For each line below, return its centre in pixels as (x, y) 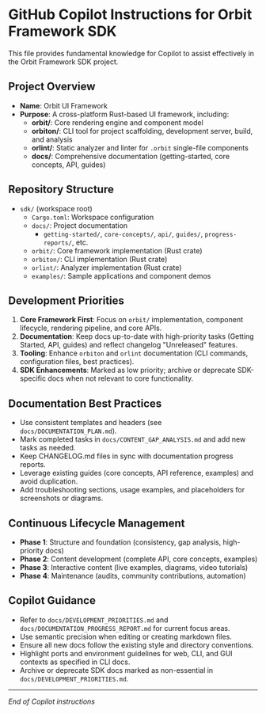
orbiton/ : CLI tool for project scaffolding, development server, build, (142, 131)
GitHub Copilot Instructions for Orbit (130, 15)
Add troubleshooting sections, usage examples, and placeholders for (132, 490)
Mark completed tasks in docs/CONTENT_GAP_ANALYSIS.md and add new (133, 439)
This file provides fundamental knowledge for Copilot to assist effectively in (131, 53)
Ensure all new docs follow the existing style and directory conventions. (137, 645)
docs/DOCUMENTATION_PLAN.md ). (68, 431)
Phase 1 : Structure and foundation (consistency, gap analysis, (120, 542)
